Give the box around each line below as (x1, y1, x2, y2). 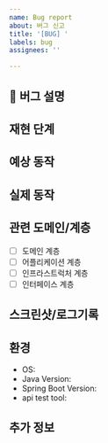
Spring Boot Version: (21, 383, 97, 393)
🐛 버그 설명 (9, 89, 66, 104)
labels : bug (9, 37, 53, 47)
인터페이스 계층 (21, 278, 75, 289)
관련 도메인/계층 (9, 221, 91, 236)
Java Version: (21, 373, 72, 384)
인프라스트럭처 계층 (21, 268, 89, 278)
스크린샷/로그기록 (9, 307, 99, 323)
